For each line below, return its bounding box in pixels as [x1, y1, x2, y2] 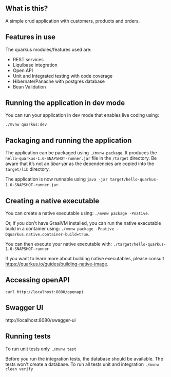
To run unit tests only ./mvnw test [5, 346, 77, 352]
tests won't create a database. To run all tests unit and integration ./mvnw [5, 361, 159, 367]
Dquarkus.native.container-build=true [5, 232, 88, 237]
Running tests [5, 332, 51, 341]
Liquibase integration [12, 62, 58, 68]
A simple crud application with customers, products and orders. [5, 17, 140, 24]
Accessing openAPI [5, 276, 70, 284]
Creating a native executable [5, 196, 99, 205]
